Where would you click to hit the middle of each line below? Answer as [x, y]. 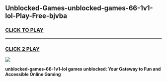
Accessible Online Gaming [33, 74]
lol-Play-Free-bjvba [36, 16]
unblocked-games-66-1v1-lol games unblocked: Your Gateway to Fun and [83, 69]
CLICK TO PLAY [24, 30]
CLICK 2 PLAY [22, 49]
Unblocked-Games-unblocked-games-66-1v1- [79, 8]
